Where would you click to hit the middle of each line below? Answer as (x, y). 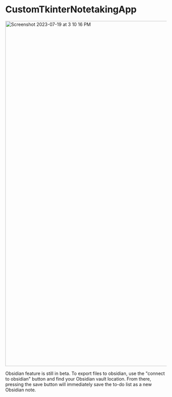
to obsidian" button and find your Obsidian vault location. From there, (78, 378)
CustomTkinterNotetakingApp (71, 10)
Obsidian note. (21, 390)
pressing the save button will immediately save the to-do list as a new (79, 384)
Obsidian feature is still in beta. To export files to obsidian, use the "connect (85, 373)
